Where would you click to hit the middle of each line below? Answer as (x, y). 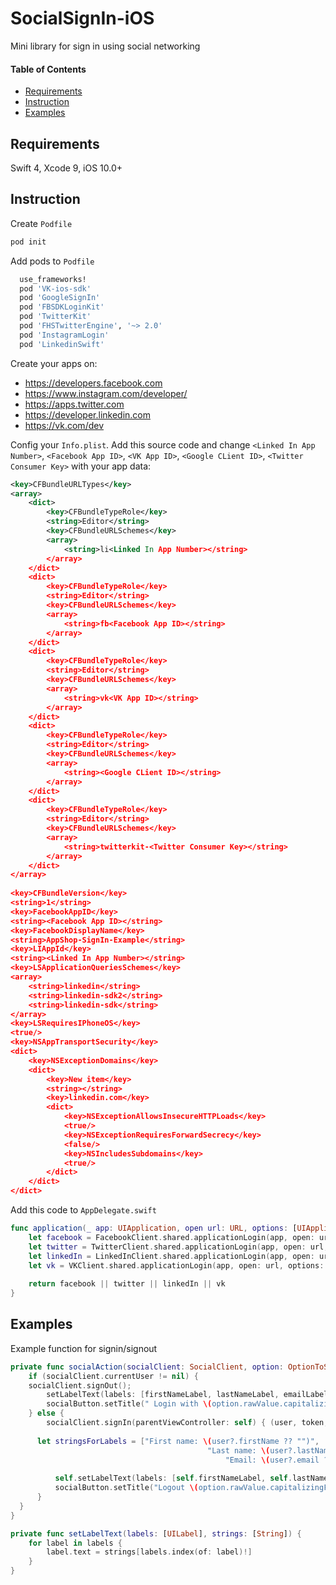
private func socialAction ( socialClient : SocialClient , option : (147, 1367)
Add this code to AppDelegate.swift (83, 1210)
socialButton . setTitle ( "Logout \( (126, 1488)
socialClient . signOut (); (80, 1385)
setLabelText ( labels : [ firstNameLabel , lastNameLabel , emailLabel (187, 1395)
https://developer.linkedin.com (87, 414)
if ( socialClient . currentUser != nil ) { (113, 1376)
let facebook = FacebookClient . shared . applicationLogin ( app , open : (171, 1237)
